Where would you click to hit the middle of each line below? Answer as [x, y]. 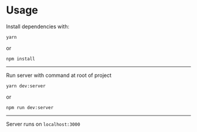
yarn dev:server [26, 86]
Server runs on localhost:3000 [43, 124]
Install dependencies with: [38, 26]
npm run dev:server [30, 107]
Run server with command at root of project [59, 75]
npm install [21, 59]
